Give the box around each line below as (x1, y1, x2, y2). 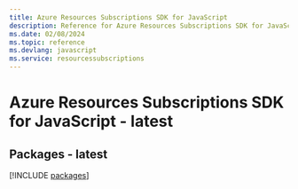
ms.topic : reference (9, 37, 86, 47)
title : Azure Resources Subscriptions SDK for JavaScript (9, 12, 228, 22)
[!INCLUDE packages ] (9, 170, 90, 180)
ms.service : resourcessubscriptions (9, 54, 145, 63)
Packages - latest (9, 146, 108, 161)
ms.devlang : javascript (9, 46, 98, 55)
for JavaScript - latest (9, 112, 174, 131)
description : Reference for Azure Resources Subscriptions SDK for (9, 21, 264, 30)
